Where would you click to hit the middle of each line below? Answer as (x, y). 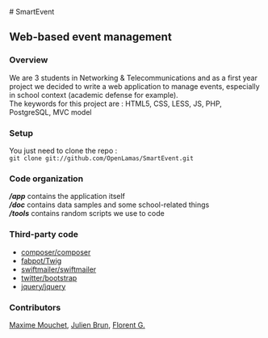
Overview (29, 60)
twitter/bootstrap (49, 277)
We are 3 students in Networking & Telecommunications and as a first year (133, 78)
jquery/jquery (43, 286)
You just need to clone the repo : (63, 150)
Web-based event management (90, 37)
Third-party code (44, 234)
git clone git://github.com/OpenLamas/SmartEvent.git (102, 158)
